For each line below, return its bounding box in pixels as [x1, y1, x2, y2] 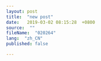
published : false [6, 41, 48, 47]
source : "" [6, 24, 35, 31]
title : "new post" [6, 14, 54, 20]
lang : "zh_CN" [6, 35, 43, 41]
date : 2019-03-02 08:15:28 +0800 [6, 19, 95, 25]
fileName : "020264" [6, 30, 57, 36]
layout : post [6, 8, 38, 15]
